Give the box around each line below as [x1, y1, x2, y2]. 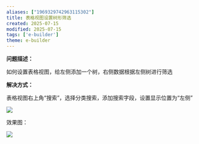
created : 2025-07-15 [6, 20, 59, 26]
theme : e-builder [6, 37, 51, 44]
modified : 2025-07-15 [6, 26, 62, 32]
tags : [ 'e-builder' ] [6, 32, 59, 38]
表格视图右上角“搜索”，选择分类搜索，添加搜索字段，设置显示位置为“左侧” [6, 94, 193, 101]
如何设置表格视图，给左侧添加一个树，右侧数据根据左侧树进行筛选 [6, 68, 173, 75]
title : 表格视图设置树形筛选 [6, 15, 72, 21]
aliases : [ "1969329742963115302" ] [6, 9, 95, 15]
